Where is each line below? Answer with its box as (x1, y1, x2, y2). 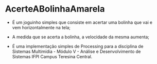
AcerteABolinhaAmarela (5, 3, 105, 15)
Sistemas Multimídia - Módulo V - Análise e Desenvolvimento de (12, 48, 141, 54)
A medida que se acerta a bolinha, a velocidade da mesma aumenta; (12, 34, 150, 40)
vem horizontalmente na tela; (12, 24, 70, 30)
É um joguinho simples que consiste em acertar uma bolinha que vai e (12, 19, 153, 25)
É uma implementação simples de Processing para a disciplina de (12, 43, 143, 49)
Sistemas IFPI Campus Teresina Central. (12, 53, 92, 59)
